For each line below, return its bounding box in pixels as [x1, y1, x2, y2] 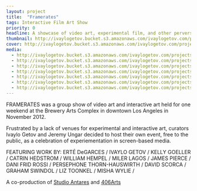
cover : [6, 42, 22, 47]
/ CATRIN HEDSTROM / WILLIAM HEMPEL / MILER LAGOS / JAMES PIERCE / [6, 155, 191, 162]
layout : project [6, 8, 46, 15]
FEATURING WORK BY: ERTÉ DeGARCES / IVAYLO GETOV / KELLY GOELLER [6, 148, 191, 155]
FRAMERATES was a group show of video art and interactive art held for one [6, 101, 191, 108]
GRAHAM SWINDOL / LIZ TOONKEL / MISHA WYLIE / [6, 167, 135, 174]
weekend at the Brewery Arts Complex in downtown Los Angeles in [6, 107, 169, 114]
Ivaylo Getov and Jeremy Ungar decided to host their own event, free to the [6, 131, 189, 138]
